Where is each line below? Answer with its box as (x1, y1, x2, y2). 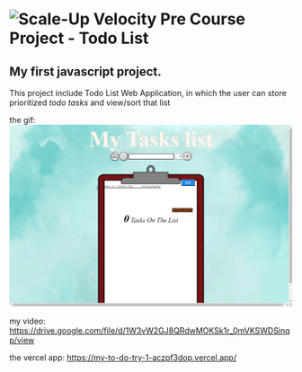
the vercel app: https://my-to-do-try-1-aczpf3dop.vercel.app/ (9, 352, 236, 363)
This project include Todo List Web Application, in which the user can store (9, 88, 288, 98)
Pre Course (160, 9, 245, 30)
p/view (9, 335, 35, 346)
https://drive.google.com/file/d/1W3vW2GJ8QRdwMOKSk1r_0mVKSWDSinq (9, 325, 290, 336)
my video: (9, 315, 47, 327)
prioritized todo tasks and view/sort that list (9, 97, 171, 108)
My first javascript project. (9, 64, 162, 79)
